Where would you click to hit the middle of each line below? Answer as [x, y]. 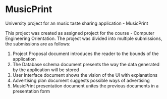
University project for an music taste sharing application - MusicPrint [77, 23]
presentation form [31, 91]
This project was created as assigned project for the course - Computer [80, 33]
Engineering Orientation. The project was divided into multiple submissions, [84, 38]
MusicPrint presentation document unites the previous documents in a [86, 86]
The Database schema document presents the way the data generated [86, 64]
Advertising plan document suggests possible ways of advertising [81, 80]
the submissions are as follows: [38, 43]
